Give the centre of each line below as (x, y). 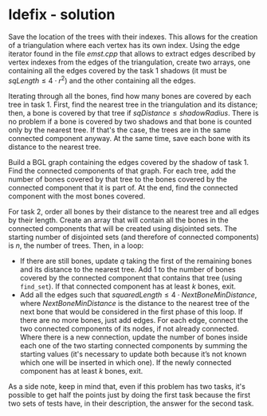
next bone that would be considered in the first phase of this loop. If (131, 312)
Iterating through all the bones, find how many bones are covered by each (130, 96)
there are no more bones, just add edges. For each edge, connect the (134, 320)
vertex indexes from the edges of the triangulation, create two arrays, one (130, 62)
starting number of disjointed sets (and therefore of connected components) (133, 237)
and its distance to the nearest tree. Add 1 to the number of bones (128, 269)
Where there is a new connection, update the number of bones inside (134, 337)
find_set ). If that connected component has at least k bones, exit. (128, 286)
